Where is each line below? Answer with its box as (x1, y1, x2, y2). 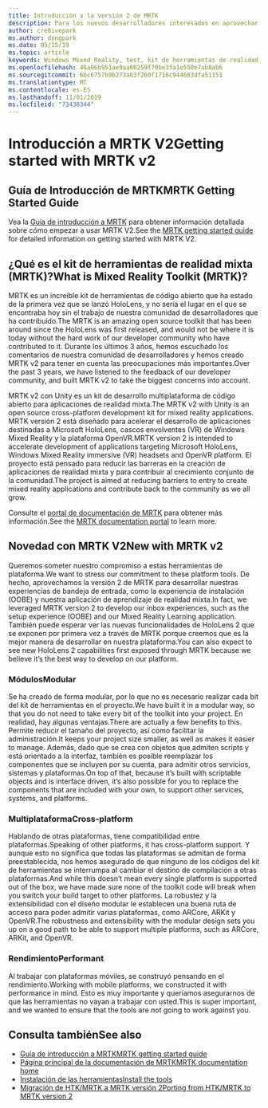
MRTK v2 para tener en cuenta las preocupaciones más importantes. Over (8, 358, 250, 367)
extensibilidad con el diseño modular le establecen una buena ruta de (8, 899, 237, 909)
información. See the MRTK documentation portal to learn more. (8, 516, 218, 526)
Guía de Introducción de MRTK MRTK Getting (8, 183, 235, 197)
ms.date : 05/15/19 (8, 41, 69, 49)
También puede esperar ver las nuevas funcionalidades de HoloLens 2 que (8, 619, 255, 630)
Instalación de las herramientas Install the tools (19, 1075, 173, 1084)
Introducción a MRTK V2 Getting (8, 135, 225, 153)
